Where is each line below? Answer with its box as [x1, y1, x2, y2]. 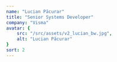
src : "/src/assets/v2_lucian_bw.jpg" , [17, 31, 112, 37]
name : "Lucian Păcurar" [6, 8, 65, 15]
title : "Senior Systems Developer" [6, 14, 94, 20]
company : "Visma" [6, 19, 49, 25]
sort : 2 [6, 47, 25, 53]
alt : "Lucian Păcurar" [17, 36, 73, 42]
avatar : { [6, 25, 31, 31]
